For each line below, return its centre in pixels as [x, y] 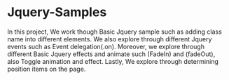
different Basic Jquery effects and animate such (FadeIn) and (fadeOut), [111, 54]
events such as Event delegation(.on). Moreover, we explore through [106, 46]
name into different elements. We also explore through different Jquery [110, 39]
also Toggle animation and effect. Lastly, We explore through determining [113, 61]
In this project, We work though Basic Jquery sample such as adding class [114, 32]
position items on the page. [47, 69]
